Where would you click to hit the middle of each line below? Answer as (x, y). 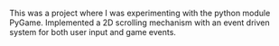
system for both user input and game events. (93, 32)
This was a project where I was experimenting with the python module (140, 13)
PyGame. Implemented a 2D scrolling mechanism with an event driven (140, 23)
